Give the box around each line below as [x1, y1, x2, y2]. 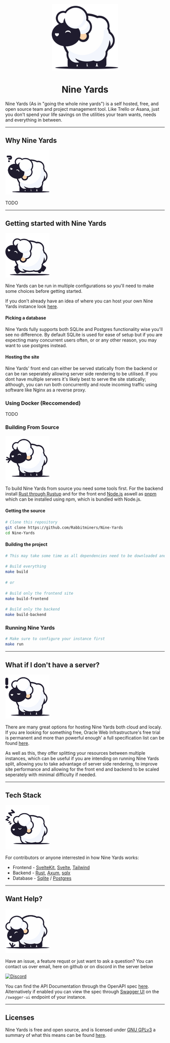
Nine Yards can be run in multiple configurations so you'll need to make [5, 283, 154, 289]
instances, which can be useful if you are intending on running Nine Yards [5, 755, 159, 761]
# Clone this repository [5, 519, 58, 525]
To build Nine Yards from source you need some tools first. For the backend [5, 485, 163, 492]
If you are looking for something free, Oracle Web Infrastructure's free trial [5, 729, 160, 735]
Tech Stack [5, 791, 41, 800]
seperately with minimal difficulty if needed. [5, 772, 97, 778]
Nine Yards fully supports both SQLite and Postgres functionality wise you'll [5, 326, 163, 332]
